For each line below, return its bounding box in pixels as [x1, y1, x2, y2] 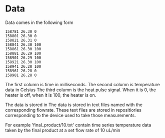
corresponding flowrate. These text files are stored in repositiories [5, 107, 141, 113]
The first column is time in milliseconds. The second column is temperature [5, 81, 160, 87]
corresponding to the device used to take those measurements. [5, 112, 136, 118]
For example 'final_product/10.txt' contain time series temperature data [5, 122, 151, 128]
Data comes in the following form [5, 19, 73, 25]
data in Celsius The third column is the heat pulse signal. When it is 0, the [5, 87, 156, 93]
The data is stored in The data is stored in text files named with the [5, 102, 143, 108]
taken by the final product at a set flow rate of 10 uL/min [5, 127, 120, 133]
